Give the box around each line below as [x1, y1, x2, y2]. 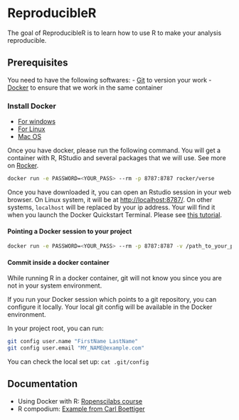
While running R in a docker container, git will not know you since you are [7, 274, 223, 283]
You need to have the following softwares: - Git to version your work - [7, 75, 212, 84]
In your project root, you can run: [7, 324, 105, 332]
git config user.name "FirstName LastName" [7, 338, 139, 345]
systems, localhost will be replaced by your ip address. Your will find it [7, 203, 216, 211]
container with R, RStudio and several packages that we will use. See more [7, 154, 226, 162]
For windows [17, 117, 55, 126]
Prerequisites [7, 57, 68, 69]
